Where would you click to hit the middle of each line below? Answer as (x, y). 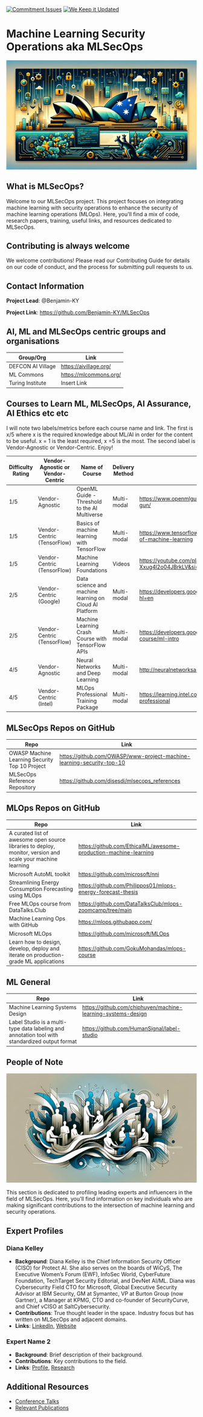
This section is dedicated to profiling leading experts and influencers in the (99, 1192)
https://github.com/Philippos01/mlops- (127, 885)
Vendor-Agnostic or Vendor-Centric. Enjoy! (60, 447)
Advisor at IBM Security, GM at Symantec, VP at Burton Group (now (99, 1294)
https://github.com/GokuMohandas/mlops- (132, 948)
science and (92, 585)
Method (124, 474)
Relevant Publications (42, 1408)
